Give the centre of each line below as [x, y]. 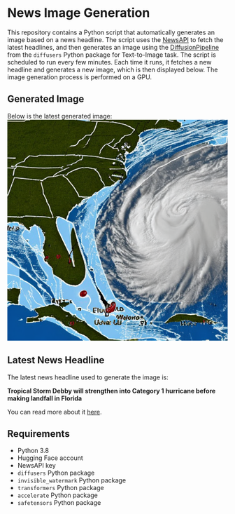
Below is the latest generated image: [60, 116]
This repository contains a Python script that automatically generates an [111, 32]
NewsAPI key [36, 466]
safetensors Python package [59, 503]
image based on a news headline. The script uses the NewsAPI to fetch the [115, 39]
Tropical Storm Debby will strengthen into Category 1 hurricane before [112, 391]
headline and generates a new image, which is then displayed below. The [113, 69]
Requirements [38, 434]
